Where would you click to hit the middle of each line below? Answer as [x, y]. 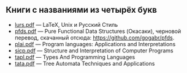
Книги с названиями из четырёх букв [82, 10]
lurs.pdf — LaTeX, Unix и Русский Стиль [66, 24]
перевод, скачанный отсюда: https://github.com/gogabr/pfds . [94, 37]
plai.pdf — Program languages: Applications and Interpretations [95, 44]
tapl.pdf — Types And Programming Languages [75, 57]
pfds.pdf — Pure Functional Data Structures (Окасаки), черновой [98, 31]
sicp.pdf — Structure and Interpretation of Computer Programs [94, 50]
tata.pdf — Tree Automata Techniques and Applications [85, 63]
